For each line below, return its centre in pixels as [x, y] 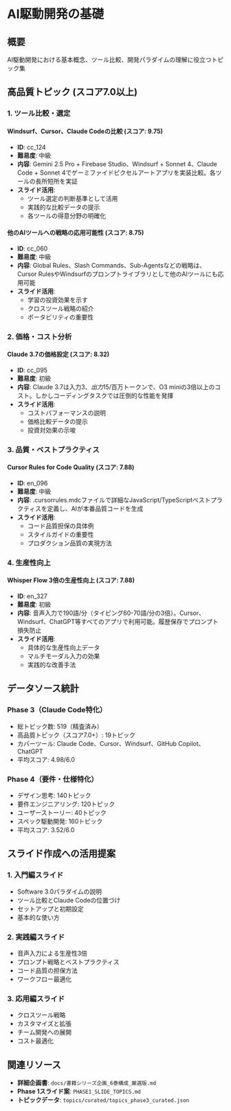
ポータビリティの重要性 [60, 317]
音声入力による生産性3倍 [52, 954]
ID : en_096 [32, 483]
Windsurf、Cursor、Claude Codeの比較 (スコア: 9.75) [85, 131]
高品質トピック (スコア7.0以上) [72, 92]
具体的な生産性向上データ [64, 648]
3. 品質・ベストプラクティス [53, 449]
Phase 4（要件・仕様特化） [53, 779]
